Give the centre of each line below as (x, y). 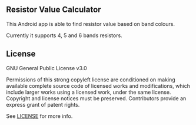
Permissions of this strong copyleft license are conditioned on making (91, 80)
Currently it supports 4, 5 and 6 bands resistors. (64, 35)
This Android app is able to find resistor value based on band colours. (91, 24)
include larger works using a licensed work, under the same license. (89, 92)
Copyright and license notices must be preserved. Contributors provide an (96, 98)
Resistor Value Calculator (54, 10)
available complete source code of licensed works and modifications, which (98, 85)
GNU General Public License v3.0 (46, 68)
